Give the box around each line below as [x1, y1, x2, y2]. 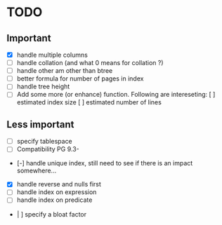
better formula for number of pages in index [16, 74, 144, 83]
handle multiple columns [16, 50, 89, 59]
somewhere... [16, 166, 57, 175]
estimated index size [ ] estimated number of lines [16, 98, 162, 107]
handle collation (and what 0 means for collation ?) [16, 59, 164, 67]
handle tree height [16, 82, 70, 91]
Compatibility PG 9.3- [16, 145, 80, 154]
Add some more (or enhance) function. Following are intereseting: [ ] [16, 90, 216, 99]
